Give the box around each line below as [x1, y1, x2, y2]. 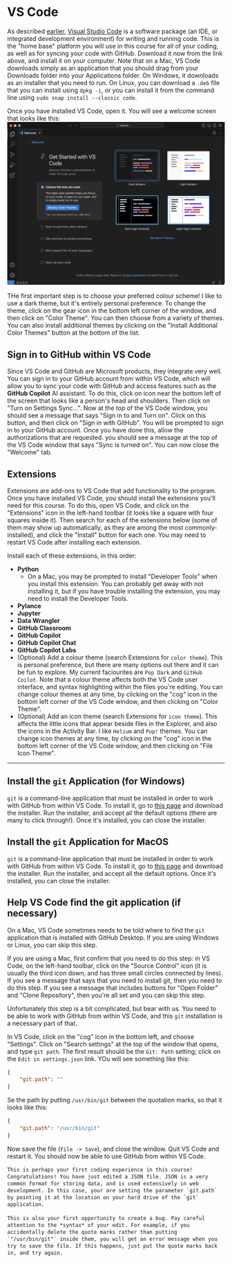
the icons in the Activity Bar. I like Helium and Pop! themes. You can [17, 727, 208, 735]
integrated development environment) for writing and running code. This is [7, 34, 220, 42]
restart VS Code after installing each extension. [7, 538, 142, 547]
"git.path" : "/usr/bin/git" [19, 1125, 100, 1132]
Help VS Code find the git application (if [7, 897, 182, 908]
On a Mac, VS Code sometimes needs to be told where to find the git [7, 926, 205, 934]
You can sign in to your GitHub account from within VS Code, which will [7, 375, 211, 383]
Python [17, 565, 39, 574]
